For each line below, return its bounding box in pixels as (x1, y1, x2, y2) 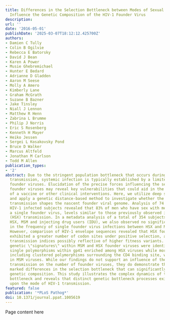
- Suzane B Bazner (5, 97, 44, 102)
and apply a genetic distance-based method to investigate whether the (10, 196, 164, 201)
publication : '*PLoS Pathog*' (5, 290, 69, 296)
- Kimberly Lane (5, 87, 39, 93)
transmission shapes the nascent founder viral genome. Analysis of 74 (10, 201, 164, 206)
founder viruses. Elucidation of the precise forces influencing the (10, 182, 159, 187)
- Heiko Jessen (5, 135, 37, 140)
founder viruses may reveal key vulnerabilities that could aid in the (10, 187, 164, 192)
